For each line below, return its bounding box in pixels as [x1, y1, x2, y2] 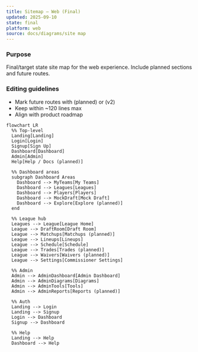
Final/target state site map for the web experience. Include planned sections [6, 63, 193, 71]
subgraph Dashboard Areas [11, 174, 76, 180]
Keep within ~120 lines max [14, 104, 82, 111]
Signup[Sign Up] [11, 143, 52, 149]
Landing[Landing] [11, 133, 55, 139]
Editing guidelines [6, 85, 59, 93]
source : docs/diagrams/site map [6, 31, 86, 37]
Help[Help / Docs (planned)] [11, 158, 84, 165]
